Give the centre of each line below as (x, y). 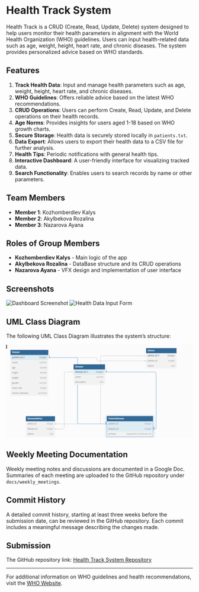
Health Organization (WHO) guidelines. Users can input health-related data (98, 39)
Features (23, 71)
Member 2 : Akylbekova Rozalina (54, 218)
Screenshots (30, 289)
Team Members (36, 198)
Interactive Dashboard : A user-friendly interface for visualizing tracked (102, 160)
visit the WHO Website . (34, 583)
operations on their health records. (57, 116)
